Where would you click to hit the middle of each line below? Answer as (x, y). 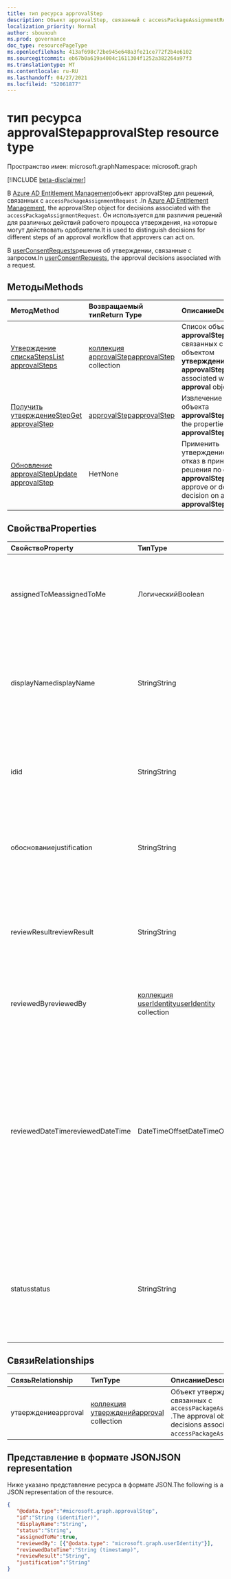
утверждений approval (127, 1412)
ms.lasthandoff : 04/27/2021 (47, 78)
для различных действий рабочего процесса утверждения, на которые (112, 223)
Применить (200, 444)
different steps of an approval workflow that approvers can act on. (101, 237)
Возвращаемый (116, 306)
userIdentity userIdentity (176, 1003)
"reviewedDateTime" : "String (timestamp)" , (78, 1550)
